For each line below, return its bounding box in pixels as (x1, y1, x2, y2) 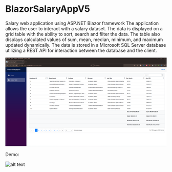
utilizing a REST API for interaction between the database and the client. (5, 47, 157, 53)
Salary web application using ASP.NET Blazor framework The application (5, 20, 159, 26)
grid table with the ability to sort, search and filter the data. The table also (5, 31, 160, 37)
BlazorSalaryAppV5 (5, 3, 91, 15)
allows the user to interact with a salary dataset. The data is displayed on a (5, 25, 163, 31)
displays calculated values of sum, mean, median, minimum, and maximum (5, 36, 163, 43)
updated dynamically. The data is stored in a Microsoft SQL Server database (5, 42, 166, 48)
